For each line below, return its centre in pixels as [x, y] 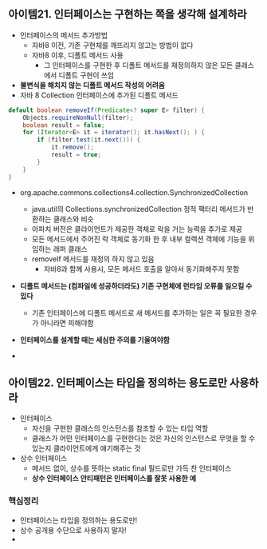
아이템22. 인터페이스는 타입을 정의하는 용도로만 [118, 382]
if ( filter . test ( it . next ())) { [89, 140]
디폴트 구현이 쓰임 [86, 75]
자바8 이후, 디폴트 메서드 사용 [77, 55]
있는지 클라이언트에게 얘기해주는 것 [86, 448]
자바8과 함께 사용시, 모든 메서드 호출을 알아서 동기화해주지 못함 [141, 269]
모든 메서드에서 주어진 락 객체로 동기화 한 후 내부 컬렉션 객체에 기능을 [139, 239]
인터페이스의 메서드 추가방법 [64, 35]
